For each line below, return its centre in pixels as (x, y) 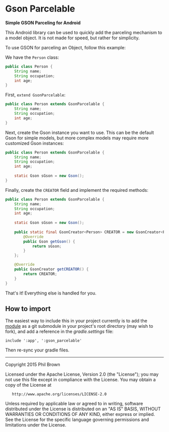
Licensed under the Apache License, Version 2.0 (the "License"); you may (82, 374)
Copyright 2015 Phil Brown (33, 365)
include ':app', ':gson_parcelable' (44, 341)
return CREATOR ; (40, 274)
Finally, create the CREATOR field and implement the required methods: (77, 190)
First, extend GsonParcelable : (35, 95)
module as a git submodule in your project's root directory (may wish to (79, 326)
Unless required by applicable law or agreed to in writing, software (74, 404)
